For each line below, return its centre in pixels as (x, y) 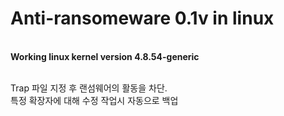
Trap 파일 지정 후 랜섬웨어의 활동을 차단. (89, 88)
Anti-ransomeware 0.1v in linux (142, 18)
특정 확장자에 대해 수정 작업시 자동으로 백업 (94, 100)
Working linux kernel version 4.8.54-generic (105, 56)
